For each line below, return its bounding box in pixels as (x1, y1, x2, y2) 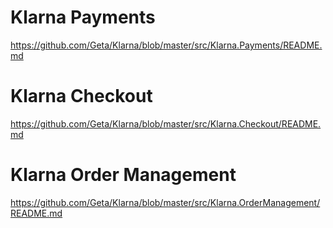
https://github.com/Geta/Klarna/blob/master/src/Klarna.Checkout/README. (10, 117, 322, 130)
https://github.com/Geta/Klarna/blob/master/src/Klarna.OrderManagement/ (10, 196, 321, 208)
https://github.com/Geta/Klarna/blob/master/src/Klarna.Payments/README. (10, 39, 323, 51)
